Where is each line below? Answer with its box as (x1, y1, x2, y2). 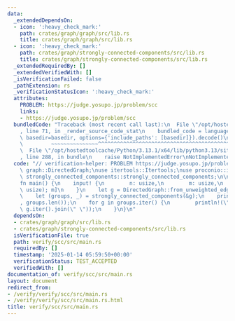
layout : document (7, 278, 58, 285)
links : (20, 108, 39, 115)
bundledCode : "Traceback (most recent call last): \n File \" (13, 121, 199, 128)
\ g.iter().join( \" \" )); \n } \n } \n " (20, 206, 136, 213)
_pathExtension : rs (13, 82, 71, 89)
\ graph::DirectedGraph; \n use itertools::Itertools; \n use (20, 166, 192, 174)
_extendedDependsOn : (13, 17, 73, 24)
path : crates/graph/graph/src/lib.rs (20, 29, 130, 37)
